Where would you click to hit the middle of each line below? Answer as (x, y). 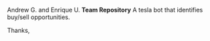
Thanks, (18, 30)
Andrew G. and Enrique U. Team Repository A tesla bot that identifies (105, 10)
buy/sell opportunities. (39, 17)
